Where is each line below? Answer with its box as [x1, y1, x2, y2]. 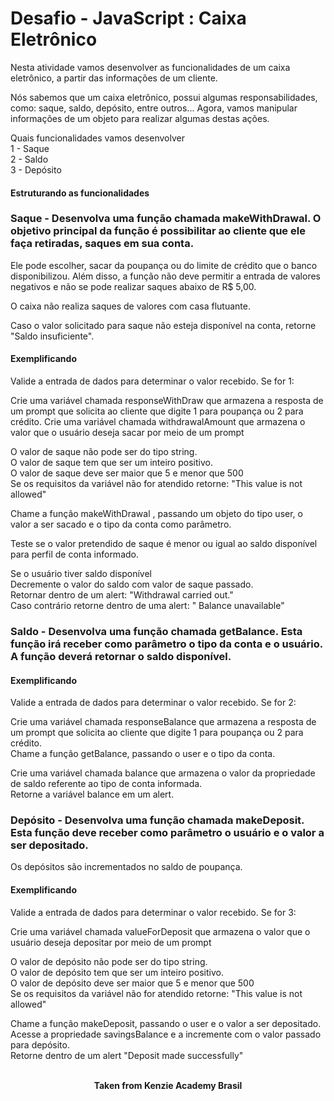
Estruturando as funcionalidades [10, 187, 150, 199]
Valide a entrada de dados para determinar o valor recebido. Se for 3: [10, 906, 297, 918]
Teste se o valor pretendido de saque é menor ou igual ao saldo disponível [10, 538, 318, 550]
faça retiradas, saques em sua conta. [10, 237, 195, 251]
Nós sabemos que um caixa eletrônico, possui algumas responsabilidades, [10, 91, 318, 103]
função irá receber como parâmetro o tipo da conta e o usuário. [10, 637, 323, 651]
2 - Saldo [10, 153, 49, 165]
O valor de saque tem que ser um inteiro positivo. [10, 457, 213, 469]
